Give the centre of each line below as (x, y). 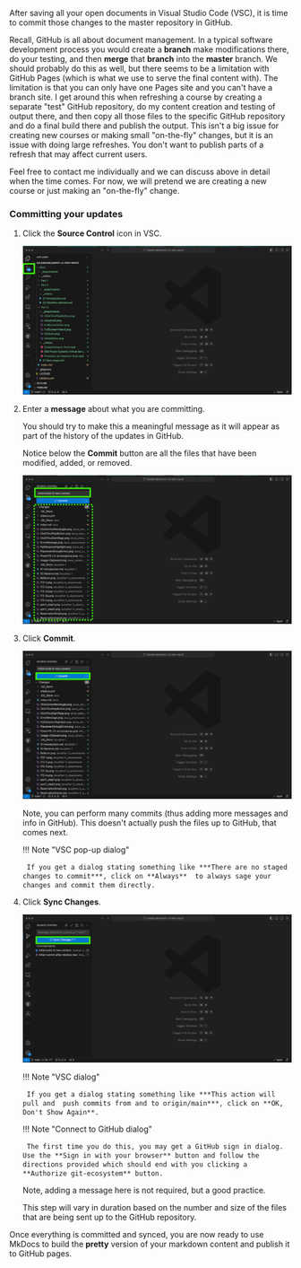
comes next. (45, 832)
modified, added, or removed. (77, 463)
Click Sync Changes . (61, 902)
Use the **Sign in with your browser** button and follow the (141, 1155)
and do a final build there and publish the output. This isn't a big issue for (144, 126)
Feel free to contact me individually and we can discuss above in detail (140, 171)
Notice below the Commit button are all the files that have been (139, 453)
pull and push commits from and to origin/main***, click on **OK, (153, 1103)
